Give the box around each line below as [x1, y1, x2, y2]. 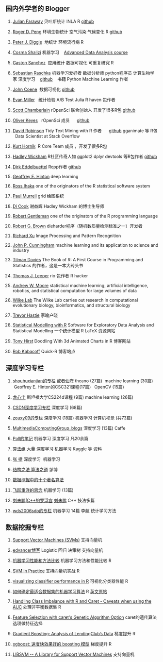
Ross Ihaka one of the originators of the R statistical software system [12, 183, 150, 188]
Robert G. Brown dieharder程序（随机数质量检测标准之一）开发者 [12, 223, 143, 229]
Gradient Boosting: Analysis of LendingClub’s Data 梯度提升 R [12, 631, 135, 637]
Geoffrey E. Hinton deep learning [12, 173, 79, 179]
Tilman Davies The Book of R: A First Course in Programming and [12, 256, 144, 262]
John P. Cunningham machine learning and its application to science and [12, 242, 159, 248]
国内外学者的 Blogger [5, 4, 70, 13]
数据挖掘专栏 [5, 524, 44, 532]
